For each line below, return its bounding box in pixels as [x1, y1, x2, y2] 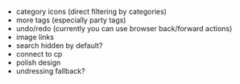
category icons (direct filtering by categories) [15, 7, 168, 16]
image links [15, 32, 55, 42]
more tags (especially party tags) [15, 15, 126, 25]
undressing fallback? [15, 66, 86, 75]
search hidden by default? [15, 41, 103, 50]
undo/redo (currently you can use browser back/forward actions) [15, 24, 233, 33]
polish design [15, 58, 61, 67]
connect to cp [15, 50, 63, 58]
